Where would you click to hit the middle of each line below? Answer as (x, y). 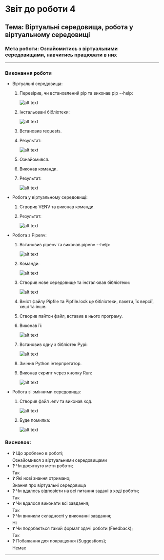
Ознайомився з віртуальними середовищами (60, 460)
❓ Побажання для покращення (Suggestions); (59, 541)
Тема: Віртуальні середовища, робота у (69, 27)
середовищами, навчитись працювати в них (61, 55)
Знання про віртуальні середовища (49, 485)
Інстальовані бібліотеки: (44, 112)
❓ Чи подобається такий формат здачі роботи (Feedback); (72, 528)
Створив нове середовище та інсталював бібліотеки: (75, 282)
